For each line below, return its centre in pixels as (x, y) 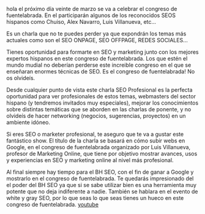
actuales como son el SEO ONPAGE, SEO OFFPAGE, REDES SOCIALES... (97, 40)
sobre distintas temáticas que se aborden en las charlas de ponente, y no (99, 109)
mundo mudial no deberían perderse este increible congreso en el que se (99, 65)
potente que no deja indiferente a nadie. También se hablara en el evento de (102, 191)
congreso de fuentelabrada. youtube (53, 205)
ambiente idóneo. (28, 122)
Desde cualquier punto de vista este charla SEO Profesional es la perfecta (99, 90)
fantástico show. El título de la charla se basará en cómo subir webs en (96, 141)
